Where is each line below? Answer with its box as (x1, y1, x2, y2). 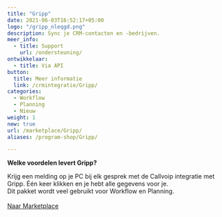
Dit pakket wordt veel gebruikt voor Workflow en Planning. (7, 187, 175, 195)
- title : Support (13, 43, 64, 50)
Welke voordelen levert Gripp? (7, 158, 97, 167)
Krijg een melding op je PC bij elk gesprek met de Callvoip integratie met (7, 172, 215, 181)
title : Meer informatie (13, 75, 82, 82)
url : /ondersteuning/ (19, 50, 82, 57)
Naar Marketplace (7, 202, 59, 210)
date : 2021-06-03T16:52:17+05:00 (7, 17, 104, 24)
